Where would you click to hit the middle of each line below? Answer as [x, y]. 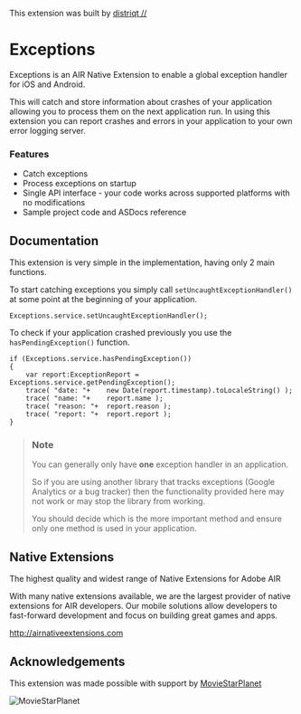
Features [29, 154]
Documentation [54, 240]
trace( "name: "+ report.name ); [95, 399]
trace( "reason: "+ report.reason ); [99, 406]
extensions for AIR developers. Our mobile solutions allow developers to [143, 606]
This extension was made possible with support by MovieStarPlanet [136, 683]
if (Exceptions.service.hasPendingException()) [101, 359]
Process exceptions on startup [80, 184]
